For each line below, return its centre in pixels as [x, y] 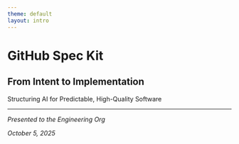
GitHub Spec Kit [55, 56]
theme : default [30, 14]
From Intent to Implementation [76, 82]
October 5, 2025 [31, 133]
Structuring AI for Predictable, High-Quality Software [85, 99]
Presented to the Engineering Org [56, 119]
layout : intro [28, 21]
